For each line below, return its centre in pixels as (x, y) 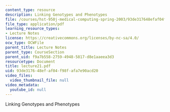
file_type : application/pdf (35, 24)
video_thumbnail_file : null (39, 80)
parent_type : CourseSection (35, 52)
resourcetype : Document (30, 62)
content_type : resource (30, 10)
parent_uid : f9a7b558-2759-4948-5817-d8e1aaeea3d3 (60, 57)
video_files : (19, 76)
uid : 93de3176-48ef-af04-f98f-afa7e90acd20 (52, 71)
